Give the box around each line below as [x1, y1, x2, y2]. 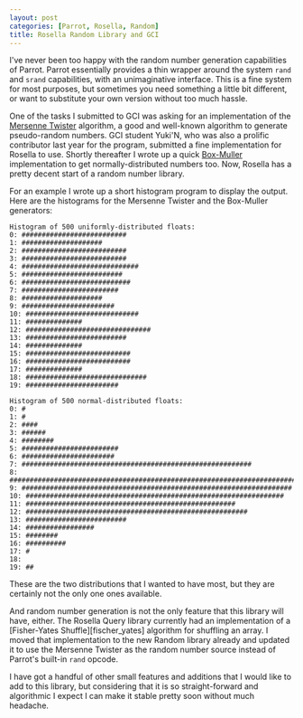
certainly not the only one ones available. [9, 589, 162, 600]
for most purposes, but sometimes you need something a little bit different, [9, 83, 288, 95]
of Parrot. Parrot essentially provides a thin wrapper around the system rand [9, 64, 291, 75]
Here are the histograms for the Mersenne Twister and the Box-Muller [9, 195, 269, 206]
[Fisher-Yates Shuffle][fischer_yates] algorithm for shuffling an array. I [9, 625, 269, 636]
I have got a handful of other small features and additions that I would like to [9, 671, 291, 683]
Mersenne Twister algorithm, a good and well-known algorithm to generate [9, 120, 289, 131]
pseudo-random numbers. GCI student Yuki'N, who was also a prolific [9, 130, 270, 141]
